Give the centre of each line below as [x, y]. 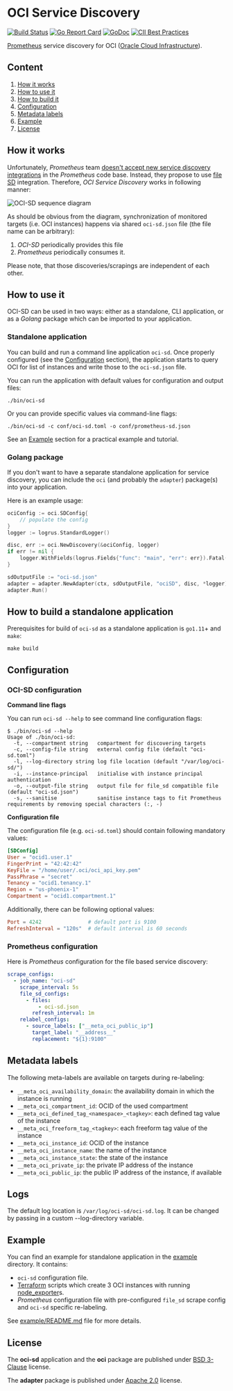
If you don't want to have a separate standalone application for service [108, 472]
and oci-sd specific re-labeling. [62, 1307]
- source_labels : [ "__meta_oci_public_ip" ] [89, 1026]
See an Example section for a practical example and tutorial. [93, 439]
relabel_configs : [45, 1020]
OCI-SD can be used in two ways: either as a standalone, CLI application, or [115, 312]
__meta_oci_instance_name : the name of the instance [92, 1150]
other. [16, 273]
